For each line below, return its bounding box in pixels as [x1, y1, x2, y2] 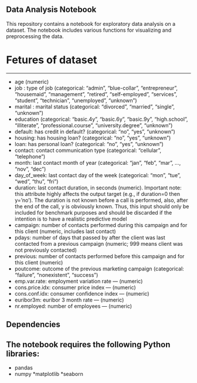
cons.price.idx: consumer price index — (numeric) [14, 284, 136, 291]
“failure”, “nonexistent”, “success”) [14, 271, 98, 278]
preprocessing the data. [6, 32, 64, 40]
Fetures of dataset [6, 53, 97, 66]
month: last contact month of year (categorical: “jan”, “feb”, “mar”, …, [14, 159, 181, 166]
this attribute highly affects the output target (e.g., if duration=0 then [14, 190, 181, 197]
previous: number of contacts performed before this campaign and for [14, 252, 185, 260]
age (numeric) [14, 78, 49, 85]
